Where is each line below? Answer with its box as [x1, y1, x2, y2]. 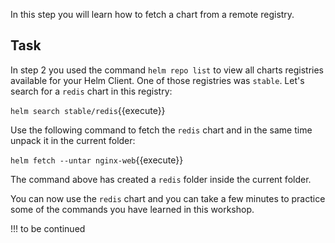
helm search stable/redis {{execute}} [10, 104, 166, 116]
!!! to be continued [10, 222, 86, 234]
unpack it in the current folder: [10, 134, 136, 146]
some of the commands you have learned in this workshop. [10, 203, 255, 215]
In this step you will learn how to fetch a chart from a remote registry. [10, 9, 295, 20]
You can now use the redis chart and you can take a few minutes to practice [10, 192, 326, 204]
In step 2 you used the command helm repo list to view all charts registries [10, 64, 324, 76]
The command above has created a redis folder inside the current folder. [10, 173, 312, 185]
